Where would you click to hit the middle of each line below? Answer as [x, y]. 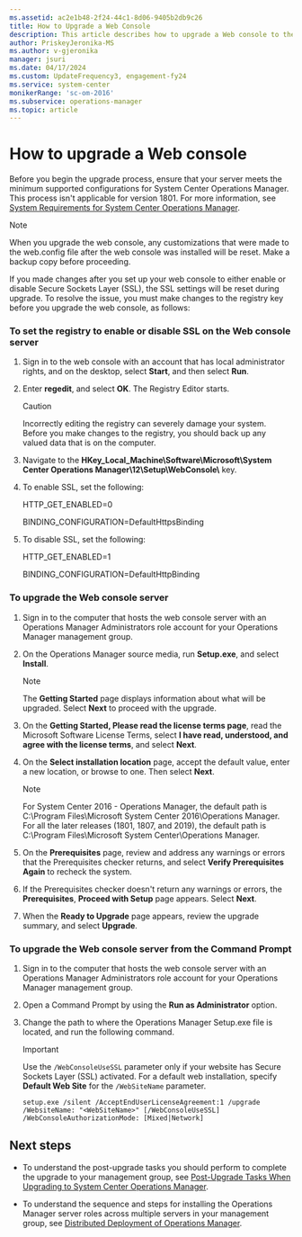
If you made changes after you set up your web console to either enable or [147, 279]
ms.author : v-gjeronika [54, 51]
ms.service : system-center [60, 85]
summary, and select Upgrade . [80, 925]
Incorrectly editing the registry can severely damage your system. [144, 424]
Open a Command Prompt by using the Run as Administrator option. [150, 1005]
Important [40, 1050]
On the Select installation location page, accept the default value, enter [156, 762]
